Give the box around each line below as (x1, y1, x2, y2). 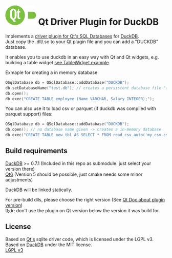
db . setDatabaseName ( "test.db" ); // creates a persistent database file (5, 85, 161, 90)
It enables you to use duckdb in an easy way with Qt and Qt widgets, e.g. (5, 54, 159, 60)
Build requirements (5, 146, 68, 155)
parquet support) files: (5, 111, 53, 117)
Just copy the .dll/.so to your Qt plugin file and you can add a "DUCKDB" (5, 39, 159, 45)
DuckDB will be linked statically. (5, 187, 73, 193)
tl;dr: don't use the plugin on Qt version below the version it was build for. (5, 207, 160, 213)
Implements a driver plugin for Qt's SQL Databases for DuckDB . (5, 33, 139, 39)
